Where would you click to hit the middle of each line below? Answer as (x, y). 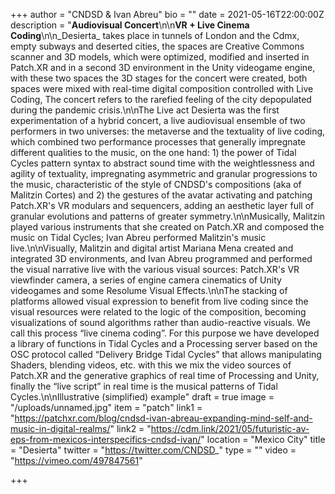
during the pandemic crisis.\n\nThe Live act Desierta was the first (145, 110)
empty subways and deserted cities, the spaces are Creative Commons (157, 46)
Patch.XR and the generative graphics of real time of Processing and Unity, (165, 375)
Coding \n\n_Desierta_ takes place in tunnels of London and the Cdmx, (155, 35)
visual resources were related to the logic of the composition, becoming (158, 312)
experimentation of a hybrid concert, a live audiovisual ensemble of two (158, 120)
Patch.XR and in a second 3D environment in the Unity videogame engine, (163, 67)
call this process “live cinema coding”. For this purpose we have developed (165, 333)
